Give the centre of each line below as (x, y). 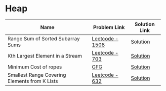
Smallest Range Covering (37, 75)
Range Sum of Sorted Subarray (44, 38)
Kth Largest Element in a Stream (45, 56)
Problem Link (109, 27)
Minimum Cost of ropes (35, 67)
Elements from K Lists (33, 81)
